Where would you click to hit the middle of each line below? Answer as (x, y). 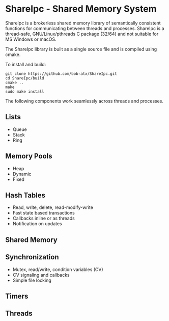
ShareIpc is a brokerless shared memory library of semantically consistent (83, 23)
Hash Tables (25, 195)
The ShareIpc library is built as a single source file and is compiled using (81, 49)
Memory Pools (29, 156)
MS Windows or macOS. (31, 39)
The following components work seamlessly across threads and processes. (84, 101)
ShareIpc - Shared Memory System (81, 9)
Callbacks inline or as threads (44, 218)
